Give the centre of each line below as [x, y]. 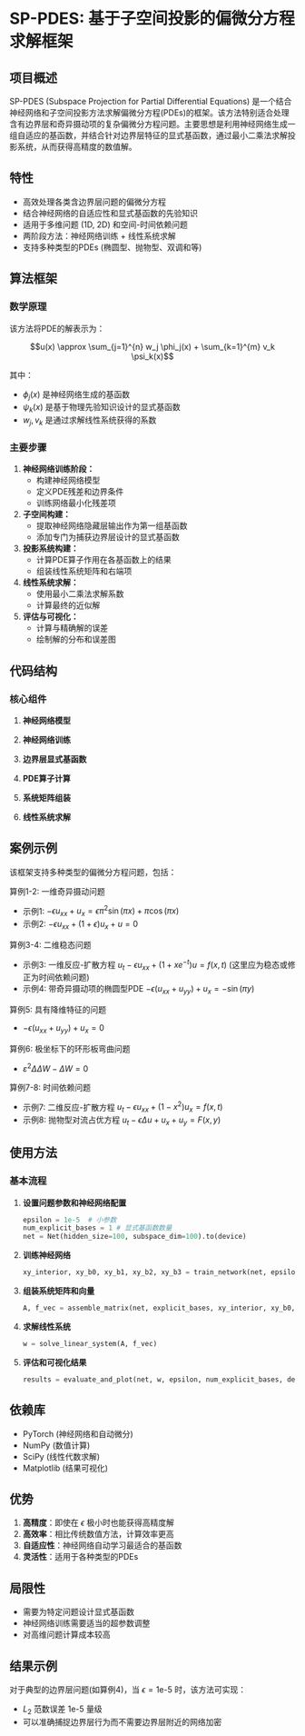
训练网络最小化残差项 [76, 503]
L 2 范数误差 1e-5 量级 [62, 1710]
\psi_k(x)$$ [152, 356]
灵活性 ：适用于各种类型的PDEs [80, 1557]
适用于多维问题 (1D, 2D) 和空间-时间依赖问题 [105, 224]
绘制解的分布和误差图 [76, 639]
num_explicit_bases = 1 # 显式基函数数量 [97, 1228]
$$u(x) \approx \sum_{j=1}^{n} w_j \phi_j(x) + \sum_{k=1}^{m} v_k [152, 346]
